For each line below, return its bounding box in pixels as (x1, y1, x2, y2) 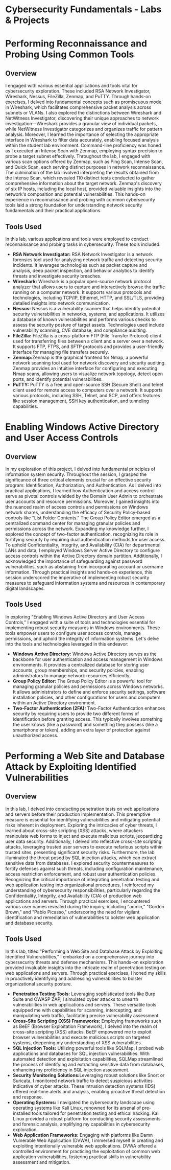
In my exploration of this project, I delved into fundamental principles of (5, 466, 156, 472)
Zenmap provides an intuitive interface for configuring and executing (12, 365, 158, 371)
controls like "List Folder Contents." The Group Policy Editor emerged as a (5, 515, 161, 521)
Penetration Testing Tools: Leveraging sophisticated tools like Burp (12, 991, 156, 997)
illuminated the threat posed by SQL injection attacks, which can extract (5, 855, 157, 861)
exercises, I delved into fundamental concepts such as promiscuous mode (5, 99, 162, 105)
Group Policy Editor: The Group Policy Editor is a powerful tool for (12, 678, 152, 684)
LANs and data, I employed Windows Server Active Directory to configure (5, 547, 160, 553)
